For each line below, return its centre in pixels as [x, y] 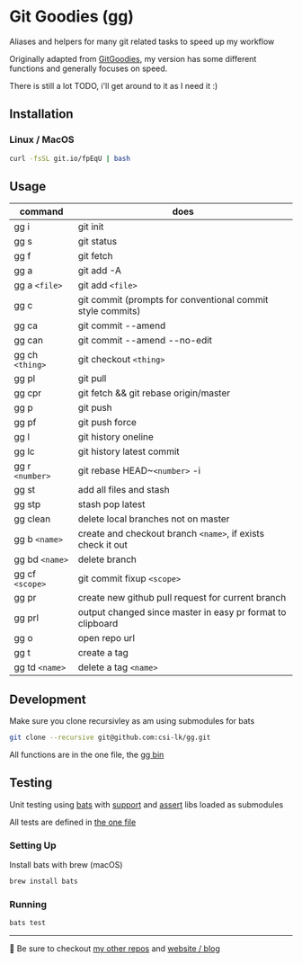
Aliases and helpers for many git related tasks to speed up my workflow [142, 41]
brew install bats [44, 882]
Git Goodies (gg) [72, 17]
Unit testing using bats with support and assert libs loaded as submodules [147, 804]
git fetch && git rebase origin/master [154, 393]
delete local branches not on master [154, 519]
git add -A [100, 271]
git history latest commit [129, 451]
